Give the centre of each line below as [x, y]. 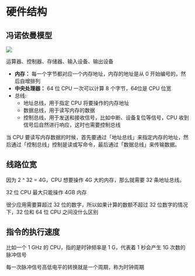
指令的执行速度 [33, 232]
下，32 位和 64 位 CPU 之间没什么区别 [52, 212]
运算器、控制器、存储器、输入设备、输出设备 [60, 61]
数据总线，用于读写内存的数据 [59, 110]
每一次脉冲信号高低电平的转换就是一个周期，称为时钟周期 [75, 267]
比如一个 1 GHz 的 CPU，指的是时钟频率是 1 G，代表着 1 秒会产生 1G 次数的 [96, 247]
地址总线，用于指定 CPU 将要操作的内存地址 [76, 103]
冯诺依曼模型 [29, 35]
